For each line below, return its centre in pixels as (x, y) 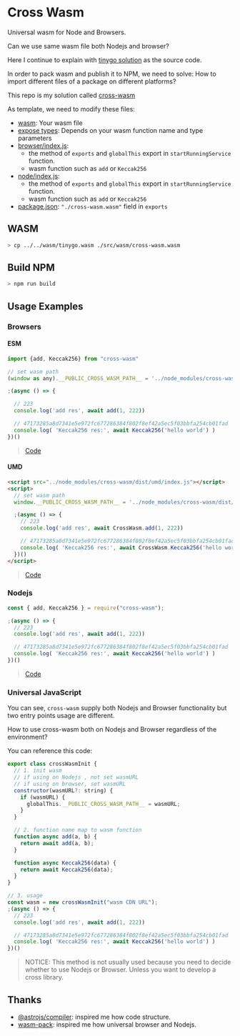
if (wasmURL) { (43, 797)
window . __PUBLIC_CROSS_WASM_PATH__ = (70, 502)
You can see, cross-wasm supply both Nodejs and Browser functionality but (117, 708)
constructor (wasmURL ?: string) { (64, 790)
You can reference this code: (50, 751)
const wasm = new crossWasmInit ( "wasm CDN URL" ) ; (83, 902)
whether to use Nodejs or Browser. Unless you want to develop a (120, 970)
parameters (35, 138)
